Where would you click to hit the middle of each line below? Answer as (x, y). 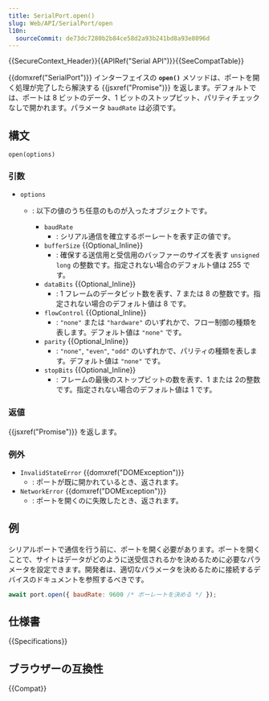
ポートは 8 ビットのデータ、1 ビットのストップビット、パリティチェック (141, 98)
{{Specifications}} (38, 642)
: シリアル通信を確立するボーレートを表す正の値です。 (145, 236)
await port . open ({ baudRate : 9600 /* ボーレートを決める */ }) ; (112, 594)
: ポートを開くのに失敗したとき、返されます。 (107, 500)
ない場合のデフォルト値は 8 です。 (134, 304)
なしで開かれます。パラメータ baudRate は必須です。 (94, 108)
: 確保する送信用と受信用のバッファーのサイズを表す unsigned (157, 255)
